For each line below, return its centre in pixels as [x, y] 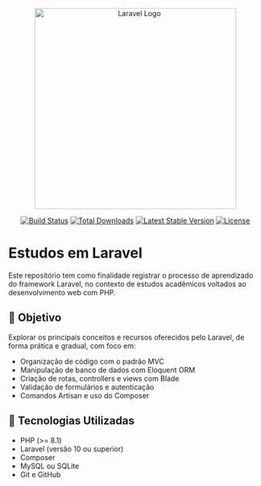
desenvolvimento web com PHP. [62, 292]
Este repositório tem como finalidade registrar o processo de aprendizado [131, 275]
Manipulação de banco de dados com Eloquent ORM [108, 369]
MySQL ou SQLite [50, 466]
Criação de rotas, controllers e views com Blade [99, 378]
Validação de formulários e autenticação [87, 387]
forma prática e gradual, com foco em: [72, 345]
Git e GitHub [40, 474]
